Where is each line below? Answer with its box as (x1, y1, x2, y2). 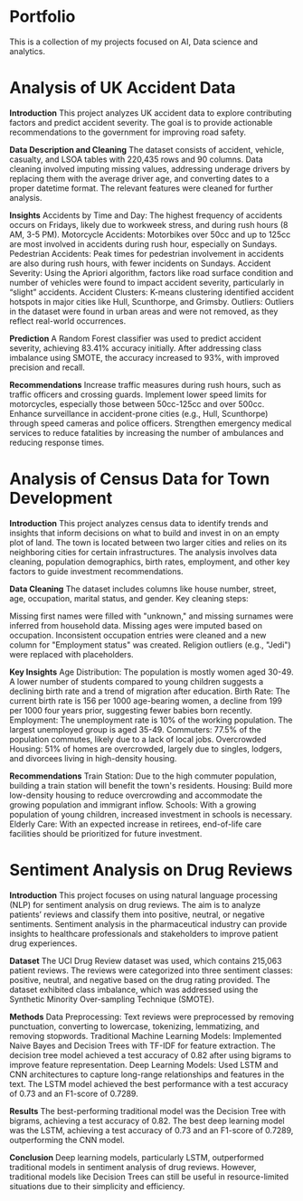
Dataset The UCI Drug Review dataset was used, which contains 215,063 (9, 955, 282, 966)
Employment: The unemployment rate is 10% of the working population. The (9, 714, 293, 725)
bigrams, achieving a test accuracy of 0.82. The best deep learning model (9, 1115, 285, 1126)
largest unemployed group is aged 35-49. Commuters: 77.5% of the (9, 723, 262, 734)
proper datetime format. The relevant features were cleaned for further (9, 183, 273, 194)
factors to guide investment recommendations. (9, 565, 184, 576)
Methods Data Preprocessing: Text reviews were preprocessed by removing (9, 1011, 294, 1022)
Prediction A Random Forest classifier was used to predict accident (9, 333, 262, 344)
